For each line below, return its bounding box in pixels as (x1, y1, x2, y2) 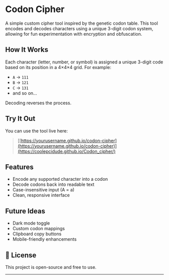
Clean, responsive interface (12, 192, 70, 198)
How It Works (5, 45, 49, 54)
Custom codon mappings (12, 226, 65, 232)
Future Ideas (5, 206, 45, 215)
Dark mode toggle (12, 220, 50, 226)
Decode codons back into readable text (12, 181, 95, 187)
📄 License (5, 251, 37, 259)
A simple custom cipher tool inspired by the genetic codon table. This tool (5, 20, 158, 26)
